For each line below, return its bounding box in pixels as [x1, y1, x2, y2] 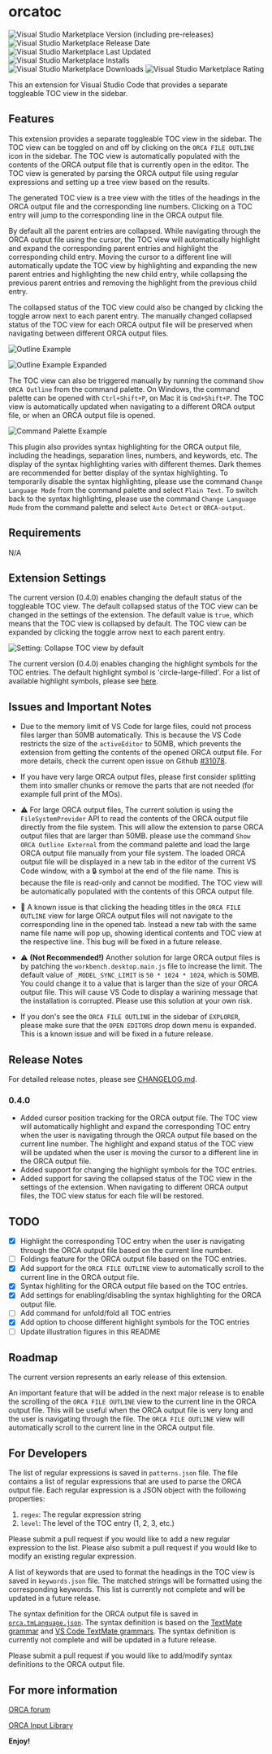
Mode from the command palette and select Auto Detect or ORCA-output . [8, 502, 246, 512]
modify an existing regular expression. [8, 1551, 136, 1562]
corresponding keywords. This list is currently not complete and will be [8, 1585, 246, 1594]
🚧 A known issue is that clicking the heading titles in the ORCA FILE [19, 903, 242, 912]
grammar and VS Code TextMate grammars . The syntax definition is [8, 1626, 236, 1636]
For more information [8, 1683, 118, 1697]
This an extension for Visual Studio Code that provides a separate [8, 80, 228, 90]
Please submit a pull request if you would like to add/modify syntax [8, 1651, 233, 1660]
